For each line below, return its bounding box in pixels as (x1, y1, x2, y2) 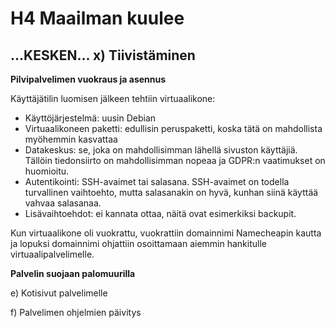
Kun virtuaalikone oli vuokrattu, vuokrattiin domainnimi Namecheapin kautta (10, 227, 322, 239)
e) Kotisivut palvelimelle (10, 287, 108, 299)
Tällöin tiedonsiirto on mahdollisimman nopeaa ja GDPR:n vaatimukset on (24, 155, 326, 166)
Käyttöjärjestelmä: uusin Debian (24, 112, 157, 124)
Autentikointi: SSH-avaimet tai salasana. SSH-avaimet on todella (24, 176, 290, 187)
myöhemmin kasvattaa (24, 133, 118, 145)
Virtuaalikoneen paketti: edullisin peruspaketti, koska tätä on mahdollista (24, 123, 323, 134)
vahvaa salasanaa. (24, 197, 102, 209)
